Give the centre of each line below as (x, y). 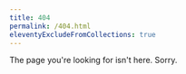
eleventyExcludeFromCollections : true (83, 34)
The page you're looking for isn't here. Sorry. (93, 60)
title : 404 (30, 18)
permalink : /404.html (50, 26)
